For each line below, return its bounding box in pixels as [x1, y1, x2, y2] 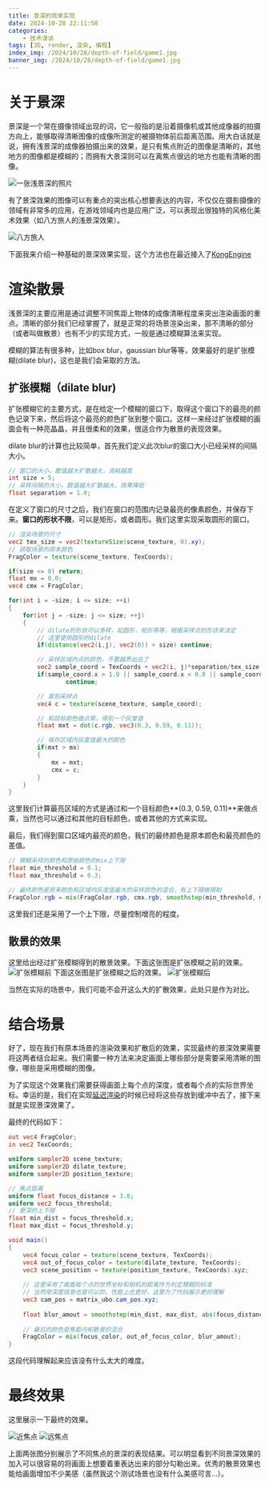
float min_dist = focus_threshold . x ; [8, 1214, 134, 1223]
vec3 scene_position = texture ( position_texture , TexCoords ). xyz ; [22, 1266, 249, 1274]
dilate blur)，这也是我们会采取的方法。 [18, 355, 145, 365]
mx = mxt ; [50, 758, 84, 767]
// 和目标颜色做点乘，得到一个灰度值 [37, 714, 144, 723]
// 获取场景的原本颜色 [8, 545, 74, 553]
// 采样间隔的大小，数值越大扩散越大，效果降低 [8, 482, 145, 490]
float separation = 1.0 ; [8, 489, 91, 497]
